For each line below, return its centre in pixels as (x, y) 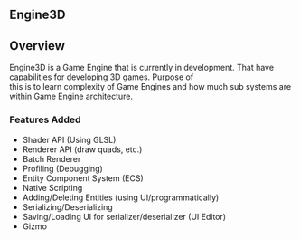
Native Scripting (52, 187)
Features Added (45, 119)
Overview (37, 46)
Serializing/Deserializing (67, 206)
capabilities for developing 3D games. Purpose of (102, 77)
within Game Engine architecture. (71, 96)
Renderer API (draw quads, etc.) (82, 149)
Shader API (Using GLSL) (69, 139)
